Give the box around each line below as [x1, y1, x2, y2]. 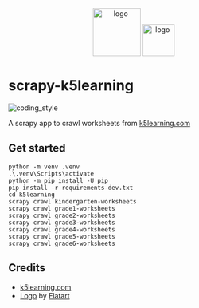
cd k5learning [8, 191, 56, 199]
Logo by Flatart [19, 290, 70, 300]
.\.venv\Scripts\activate [8, 169, 94, 178]
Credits [8, 261, 46, 274]
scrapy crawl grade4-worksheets [8, 225, 115, 234]
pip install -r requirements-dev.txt [8, 184, 134, 192]
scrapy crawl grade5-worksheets [8, 232, 115, 240]
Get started [8, 141, 66, 155]
